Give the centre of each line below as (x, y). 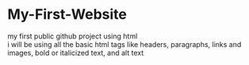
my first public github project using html (73, 36)
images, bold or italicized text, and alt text (76, 52)
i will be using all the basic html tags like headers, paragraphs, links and (125, 44)
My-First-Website (67, 14)
